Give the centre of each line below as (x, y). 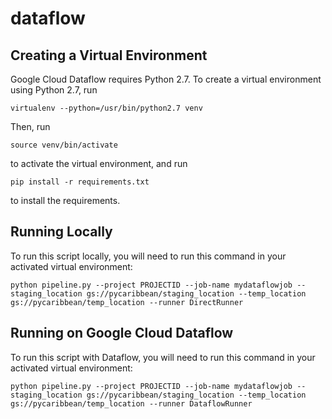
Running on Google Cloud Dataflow (122, 333)
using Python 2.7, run (54, 90)
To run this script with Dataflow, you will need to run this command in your (163, 357)
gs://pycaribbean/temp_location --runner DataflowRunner (131, 403)
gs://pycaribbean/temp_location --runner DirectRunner (127, 302)
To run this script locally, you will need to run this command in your (148, 256)
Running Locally (61, 232)
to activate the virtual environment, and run (99, 163)
